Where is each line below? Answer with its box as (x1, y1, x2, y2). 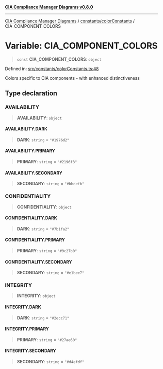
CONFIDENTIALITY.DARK (5, 215, 57, 221)
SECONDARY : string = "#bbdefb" (16, 181, 84, 187)
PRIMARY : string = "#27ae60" (16, 336, 78, 342)
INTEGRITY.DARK (5, 304, 41, 310)
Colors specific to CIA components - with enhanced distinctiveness (5, 75, 140, 81)
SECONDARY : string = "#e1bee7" (16, 270, 84, 276)
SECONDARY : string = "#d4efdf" (16, 359, 84, 365)
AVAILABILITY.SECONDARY (5, 170, 63, 176)
